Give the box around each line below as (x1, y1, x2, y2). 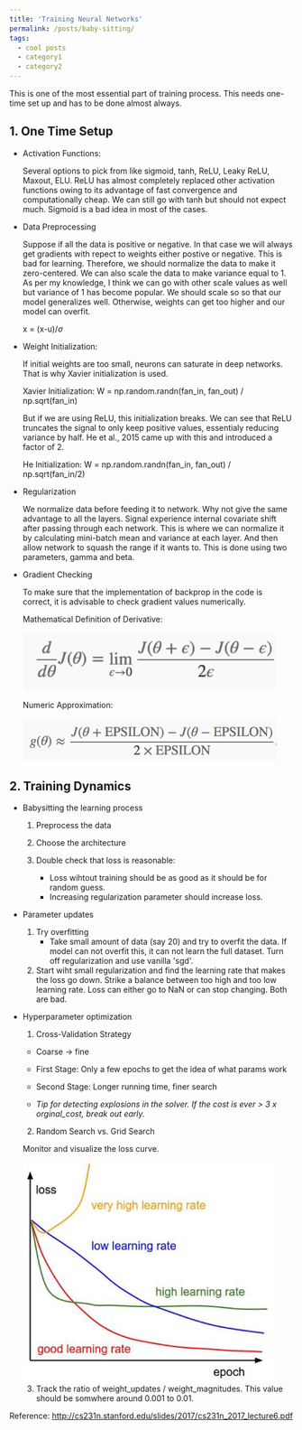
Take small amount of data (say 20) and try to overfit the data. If (49, 936, 287, 948)
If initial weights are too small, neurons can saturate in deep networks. (22, 358, 283, 369)
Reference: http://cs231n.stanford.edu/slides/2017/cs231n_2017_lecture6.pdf (9, 1410, 293, 1421)
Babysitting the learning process (22, 802, 143, 813)
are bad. (35, 994, 68, 1005)
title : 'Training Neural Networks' (9, 14, 143, 23)
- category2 (17, 62, 63, 71)
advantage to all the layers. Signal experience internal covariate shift (22, 513, 277, 524)
